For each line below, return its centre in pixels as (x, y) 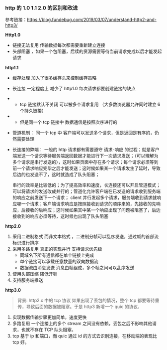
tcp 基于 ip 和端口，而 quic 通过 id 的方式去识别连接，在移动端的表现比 (85, 336)
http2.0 (13, 226)
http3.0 (13, 290)
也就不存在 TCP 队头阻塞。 (48, 330)
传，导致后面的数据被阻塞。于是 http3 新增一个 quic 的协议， (80, 307)
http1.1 (12, 68)
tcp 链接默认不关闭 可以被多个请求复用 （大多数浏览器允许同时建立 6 (90, 104)
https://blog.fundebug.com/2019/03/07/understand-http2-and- (92, 20)
